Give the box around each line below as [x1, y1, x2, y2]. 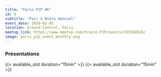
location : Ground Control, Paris [5, 25, 74, 30]
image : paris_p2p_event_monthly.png [5, 35, 80, 39]
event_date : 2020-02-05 [5, 20, 54, 26]
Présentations [5, 50, 40, 57]
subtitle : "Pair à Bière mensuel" [5, 16, 76, 21]
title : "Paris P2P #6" [5, 7, 52, 12]
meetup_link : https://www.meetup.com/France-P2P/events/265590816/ [5, 30, 146, 35]
